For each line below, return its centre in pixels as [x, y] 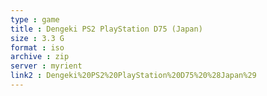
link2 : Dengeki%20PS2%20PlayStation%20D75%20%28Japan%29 [133, 76]
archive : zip [40, 57]
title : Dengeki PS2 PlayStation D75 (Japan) [106, 29]
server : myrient [46, 66]
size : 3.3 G [37, 38]
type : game [35, 19]
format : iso [37, 47]
